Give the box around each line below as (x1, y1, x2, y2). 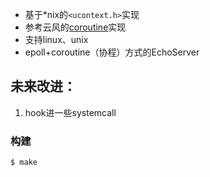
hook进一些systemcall (24, 106, 117, 118)
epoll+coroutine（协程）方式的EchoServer (24, 46, 200, 58)
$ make (10, 158, 38, 168)
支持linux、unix (24, 34, 89, 45)
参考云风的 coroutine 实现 (24, 21, 127, 33)
